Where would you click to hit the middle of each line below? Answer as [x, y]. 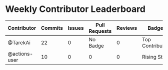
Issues [76, 28]
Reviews [127, 28]
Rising [149, 57]
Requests [100, 31]
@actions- [20, 54]
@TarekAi [19, 42]
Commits [52, 28]
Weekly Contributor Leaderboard [75, 9]
